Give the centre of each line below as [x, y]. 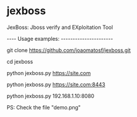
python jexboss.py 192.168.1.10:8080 [51, 96]
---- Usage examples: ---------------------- [60, 38]
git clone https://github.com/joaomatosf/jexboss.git [69, 50]
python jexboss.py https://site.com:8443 [56, 84]
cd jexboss [20, 61]
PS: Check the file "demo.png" [44, 107]
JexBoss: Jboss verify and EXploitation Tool [60, 27]
